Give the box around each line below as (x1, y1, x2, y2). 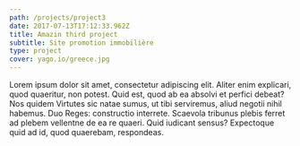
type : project (9, 47, 63, 56)
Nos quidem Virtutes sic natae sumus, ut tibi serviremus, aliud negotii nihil (9, 99, 282, 108)
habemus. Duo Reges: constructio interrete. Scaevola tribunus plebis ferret (9, 108, 286, 118)
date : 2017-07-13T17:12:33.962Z (9, 21, 130, 30)
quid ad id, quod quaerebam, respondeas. (9, 127, 164, 137)
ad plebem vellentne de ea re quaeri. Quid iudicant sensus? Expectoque (9, 117, 275, 128)
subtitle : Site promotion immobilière (9, 38, 154, 47)
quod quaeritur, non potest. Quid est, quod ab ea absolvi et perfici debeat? (9, 89, 285, 99)
